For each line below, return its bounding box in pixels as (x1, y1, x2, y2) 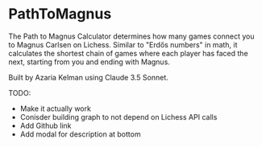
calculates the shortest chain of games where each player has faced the (8, 48, 248, 58)
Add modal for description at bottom (19, 129, 141, 139)
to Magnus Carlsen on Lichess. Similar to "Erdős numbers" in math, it (8, 39, 238, 49)
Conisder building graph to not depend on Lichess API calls (19, 112, 218, 121)
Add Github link (19, 120, 72, 130)
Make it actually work (19, 104, 91, 113)
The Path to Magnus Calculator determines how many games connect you (8, 31, 255, 41)
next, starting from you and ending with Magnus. (8, 57, 171, 67)
